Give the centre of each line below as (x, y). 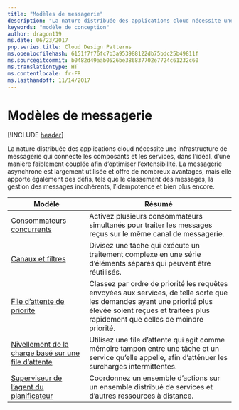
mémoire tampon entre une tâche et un (154, 349)
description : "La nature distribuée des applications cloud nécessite (114, 21)
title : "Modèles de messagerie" (55, 14)
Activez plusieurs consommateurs (146, 216)
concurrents (31, 230)
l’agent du (27, 387)
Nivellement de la (40, 345)
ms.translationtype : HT (43, 67)
